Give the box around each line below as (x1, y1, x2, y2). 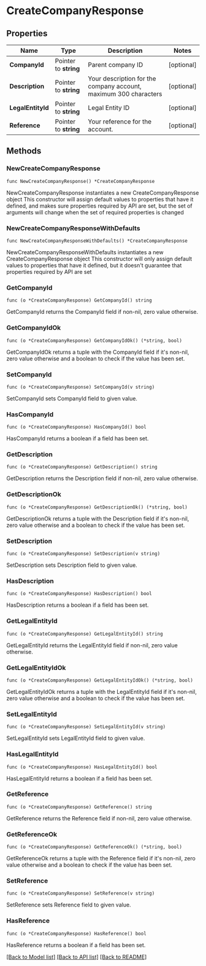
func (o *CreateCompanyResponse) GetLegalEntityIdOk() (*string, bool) (6, 677, 193, 684)
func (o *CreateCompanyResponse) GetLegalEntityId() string (6, 631, 164, 637)
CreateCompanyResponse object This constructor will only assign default (6, 255, 193, 262)
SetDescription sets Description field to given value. (6, 561, 138, 569)
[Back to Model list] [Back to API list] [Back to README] (6, 953, 147, 960)
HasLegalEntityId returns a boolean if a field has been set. (6, 774, 153, 782)
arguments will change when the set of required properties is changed (6, 208, 184, 216)
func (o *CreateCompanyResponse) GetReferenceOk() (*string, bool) (6, 844, 183, 851)
